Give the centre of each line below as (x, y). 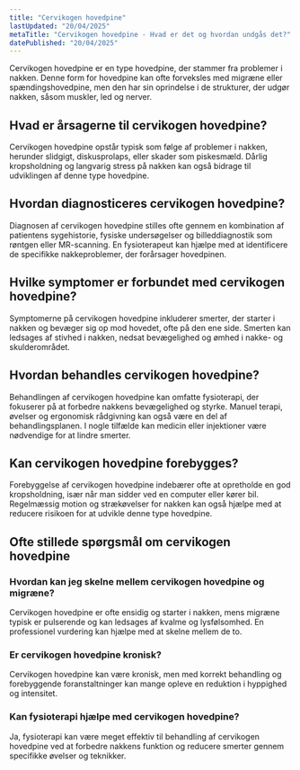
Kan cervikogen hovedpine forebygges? (124, 463)
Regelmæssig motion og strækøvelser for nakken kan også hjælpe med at (146, 504)
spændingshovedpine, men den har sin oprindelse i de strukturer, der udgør (150, 87)
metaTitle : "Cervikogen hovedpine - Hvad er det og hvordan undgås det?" (150, 34)
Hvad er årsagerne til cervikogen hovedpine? (138, 125)
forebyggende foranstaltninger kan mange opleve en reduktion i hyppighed (148, 684)
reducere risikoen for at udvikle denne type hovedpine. (111, 514)
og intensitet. (34, 694)
